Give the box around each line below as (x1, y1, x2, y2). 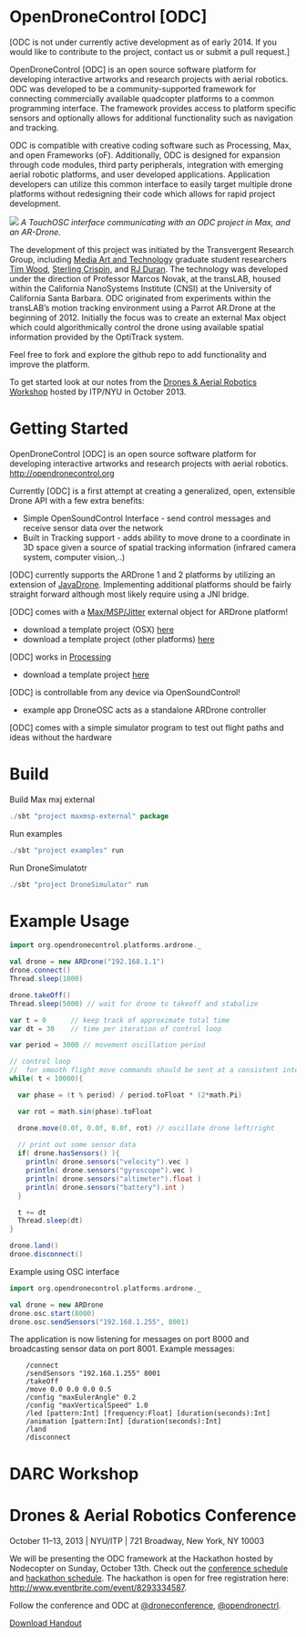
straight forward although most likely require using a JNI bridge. (9, 589, 250, 600)
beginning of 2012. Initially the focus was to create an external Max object (9, 312, 287, 323)
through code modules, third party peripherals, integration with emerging (9, 159, 284, 170)
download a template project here (22, 669, 150, 680)
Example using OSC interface (9, 1266, 120, 1277)
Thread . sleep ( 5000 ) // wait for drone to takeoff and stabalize (9, 999, 259, 1008)
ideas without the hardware (9, 732, 112, 743)
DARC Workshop (9, 1463, 139, 1484)
